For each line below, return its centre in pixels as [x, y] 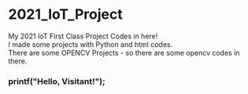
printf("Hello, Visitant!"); [57, 81]
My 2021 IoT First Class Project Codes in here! [83, 36]
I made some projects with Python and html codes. [91, 44]
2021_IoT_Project [66, 14]
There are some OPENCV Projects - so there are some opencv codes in [124, 52]
